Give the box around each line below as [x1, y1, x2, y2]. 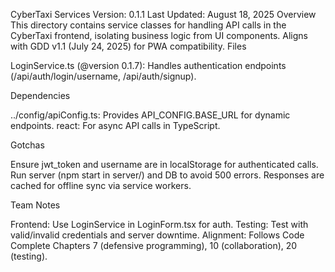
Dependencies [10, 90, 71, 101]
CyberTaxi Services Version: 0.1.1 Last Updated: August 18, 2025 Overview [10, 9, 317, 20]
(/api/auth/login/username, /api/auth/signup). [10, 70, 197, 82]
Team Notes [10, 199, 61, 211]
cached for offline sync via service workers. [10, 180, 192, 191]
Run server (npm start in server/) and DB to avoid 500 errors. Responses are [10, 169, 325, 181]
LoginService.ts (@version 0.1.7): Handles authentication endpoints [10, 60, 287, 71]
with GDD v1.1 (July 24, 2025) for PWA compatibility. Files [10, 40, 247, 52]
